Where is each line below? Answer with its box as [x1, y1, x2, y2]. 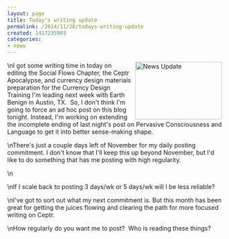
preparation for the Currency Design [7, 84, 111, 91]
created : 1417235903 [7, 29, 67, 37]
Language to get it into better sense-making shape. [7, 127, 154, 136]
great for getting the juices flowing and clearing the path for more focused [7, 204, 219, 211]
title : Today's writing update [7, 17, 98, 24]
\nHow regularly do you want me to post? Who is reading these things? [7, 224, 211, 232]
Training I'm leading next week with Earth [7, 91, 125, 99]
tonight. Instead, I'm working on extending [7, 113, 128, 121]
